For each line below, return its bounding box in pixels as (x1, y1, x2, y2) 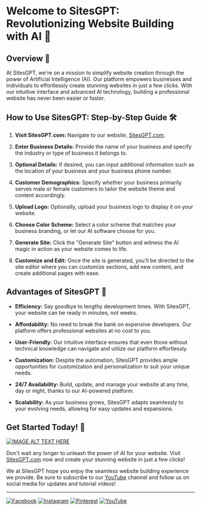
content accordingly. (14, 191, 66, 198)
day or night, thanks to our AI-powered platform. (14, 387, 135, 394)
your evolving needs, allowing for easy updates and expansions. (14, 405, 173, 412)
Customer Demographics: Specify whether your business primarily (14, 179, 182, 186)
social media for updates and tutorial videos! (6, 480, 116, 487)
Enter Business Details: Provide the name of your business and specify (14, 143, 192, 150)
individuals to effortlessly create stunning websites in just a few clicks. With (6, 82, 193, 89)
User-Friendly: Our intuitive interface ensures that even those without (14, 339, 188, 346)
